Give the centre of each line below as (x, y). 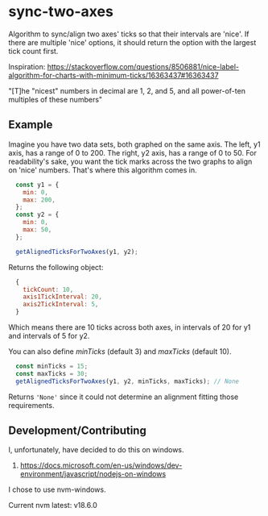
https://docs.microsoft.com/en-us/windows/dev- (101, 465)
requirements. (31, 405)
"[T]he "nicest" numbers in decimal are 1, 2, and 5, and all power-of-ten (127, 90)
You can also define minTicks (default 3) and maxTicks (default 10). (120, 352)
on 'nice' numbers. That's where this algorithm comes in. (103, 170)
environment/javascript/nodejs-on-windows (93, 474)
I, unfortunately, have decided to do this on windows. (96, 450)
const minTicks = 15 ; (52, 366)
